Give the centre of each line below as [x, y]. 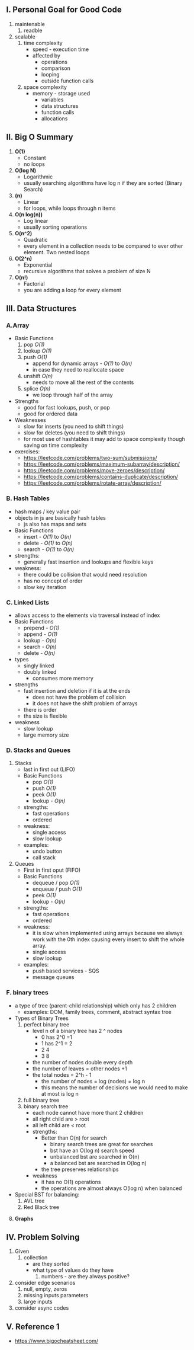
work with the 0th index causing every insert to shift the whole [108, 939]
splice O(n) [37, 389]
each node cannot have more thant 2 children [88, 1112]
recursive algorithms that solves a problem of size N [87, 271]
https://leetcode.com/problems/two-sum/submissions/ [90, 458]
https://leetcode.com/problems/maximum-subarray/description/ [102, 464]
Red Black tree [41, 1207]
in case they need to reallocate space [78, 370]
